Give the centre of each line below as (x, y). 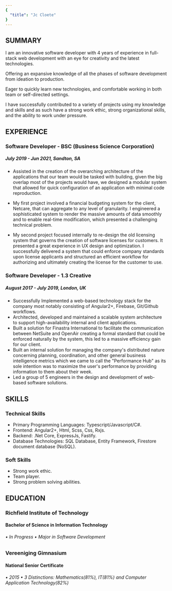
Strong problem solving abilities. (47, 482)
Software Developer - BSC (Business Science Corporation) (80, 146)
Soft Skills (18, 459)
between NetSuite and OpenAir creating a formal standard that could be (89, 334)
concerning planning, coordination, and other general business (79, 356)
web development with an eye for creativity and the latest (79, 58)
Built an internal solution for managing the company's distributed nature (89, 350)
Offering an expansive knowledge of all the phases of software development (86, 74)
